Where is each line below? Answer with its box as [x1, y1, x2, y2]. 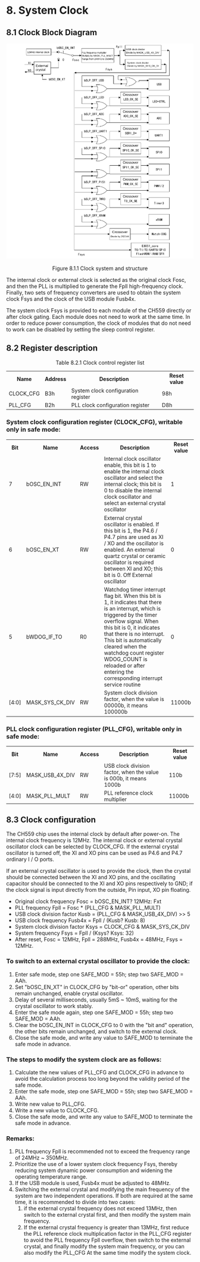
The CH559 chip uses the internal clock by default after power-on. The [6, 830, 180, 838]
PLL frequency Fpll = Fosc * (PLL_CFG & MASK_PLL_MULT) [14, 904, 161, 911]
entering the [104, 668, 134, 675]
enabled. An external [104, 546, 155, 553]
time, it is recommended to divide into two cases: [14, 1199, 136, 1206]
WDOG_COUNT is [104, 655, 148, 662]
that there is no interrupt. [104, 630, 165, 637]
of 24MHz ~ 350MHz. [14, 1154, 69, 1161]
